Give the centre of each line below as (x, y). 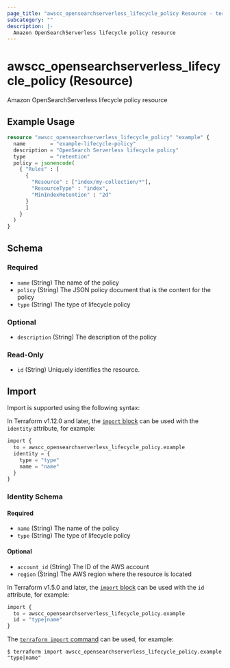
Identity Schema (35, 497)
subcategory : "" (30, 20)
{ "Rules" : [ (39, 169)
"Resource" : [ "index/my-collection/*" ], (92, 182)
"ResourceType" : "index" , (70, 189)
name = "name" (39, 466)
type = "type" (39, 460)
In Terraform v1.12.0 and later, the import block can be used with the (103, 421)
